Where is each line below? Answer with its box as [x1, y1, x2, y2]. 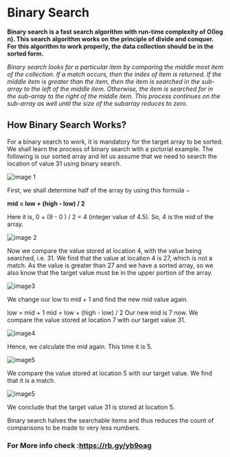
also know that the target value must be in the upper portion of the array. [7, 268, 213, 276]
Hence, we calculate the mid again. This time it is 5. [7, 342, 152, 350]
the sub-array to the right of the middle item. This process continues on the [7, 91, 221, 100]
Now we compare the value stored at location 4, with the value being [7, 246, 202, 255]
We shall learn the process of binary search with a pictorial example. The [7, 144, 214, 153]
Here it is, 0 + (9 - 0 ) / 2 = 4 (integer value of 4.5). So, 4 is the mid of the [7, 212, 214, 221]
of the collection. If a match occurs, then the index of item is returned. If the [7, 70, 222, 78]
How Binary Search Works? [7, 119, 127, 131]
